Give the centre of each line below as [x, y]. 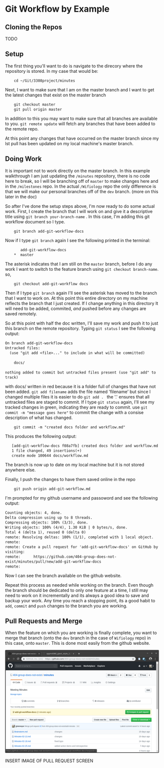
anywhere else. [20, 470]
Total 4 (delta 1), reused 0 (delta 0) [46, 532]
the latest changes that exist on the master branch [56, 95]
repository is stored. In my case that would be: [52, 71]
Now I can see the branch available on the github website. [63, 575]
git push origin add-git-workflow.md [52, 489]
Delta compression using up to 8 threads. [49, 517]
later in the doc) [21, 197]
